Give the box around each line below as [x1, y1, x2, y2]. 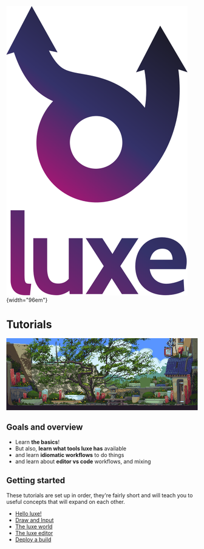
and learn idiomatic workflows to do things [15, 451, 124, 458]
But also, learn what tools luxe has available [15, 445, 127, 452]
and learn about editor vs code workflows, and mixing [15, 458, 151, 465]
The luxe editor [15, 529, 53, 536]
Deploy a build [15, 536, 52, 543]
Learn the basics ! [15, 438, 59, 445]
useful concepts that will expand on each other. [6, 498, 126, 505]
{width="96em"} [6, 296, 48, 303]
